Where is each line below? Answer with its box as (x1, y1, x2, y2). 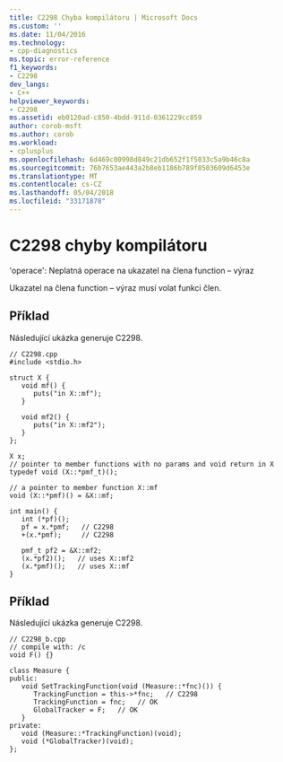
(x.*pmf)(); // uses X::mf (21, 562, 130, 571)
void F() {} (9, 651, 54, 660)
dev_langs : (9, 80, 50, 89)
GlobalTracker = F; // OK (32, 705, 139, 714)
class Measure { (9, 666, 70, 676)
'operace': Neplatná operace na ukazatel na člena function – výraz (9, 265, 254, 276)
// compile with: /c (9, 643, 87, 652)
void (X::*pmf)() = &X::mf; (9, 491, 115, 500)
